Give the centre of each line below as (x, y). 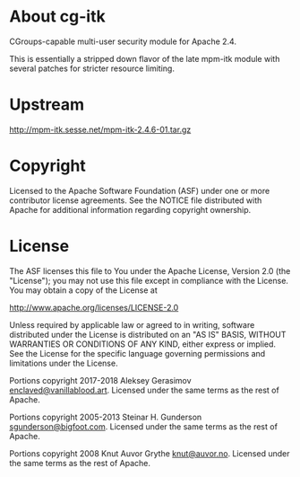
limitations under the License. (64, 363)
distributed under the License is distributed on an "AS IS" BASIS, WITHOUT (148, 334)
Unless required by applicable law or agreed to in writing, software (132, 324)
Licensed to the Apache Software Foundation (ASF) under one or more (140, 190)
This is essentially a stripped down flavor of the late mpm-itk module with (145, 58)
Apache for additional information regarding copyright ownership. (130, 209)
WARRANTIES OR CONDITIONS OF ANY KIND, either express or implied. (142, 344)
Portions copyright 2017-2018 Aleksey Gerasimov (100, 380)
